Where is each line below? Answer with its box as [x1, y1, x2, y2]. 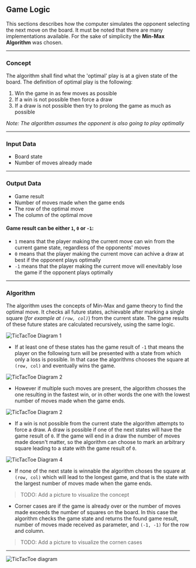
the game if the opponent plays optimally [14, 268, 113, 276]
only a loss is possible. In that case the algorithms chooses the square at [14, 356, 190, 363]
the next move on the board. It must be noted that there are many [6, 26, 163, 33]
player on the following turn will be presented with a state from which [14, 350, 181, 357]
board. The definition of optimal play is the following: [6, 78, 133, 85]
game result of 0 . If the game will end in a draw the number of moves [14, 432, 180, 439]
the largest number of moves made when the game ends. [14, 480, 153, 487]
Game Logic [6, 5, 51, 15]
